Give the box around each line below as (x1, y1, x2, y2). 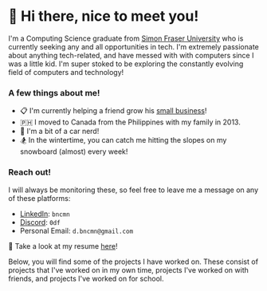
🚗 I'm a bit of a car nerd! (19, 127, 100, 136)
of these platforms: (8, 193, 71, 203)
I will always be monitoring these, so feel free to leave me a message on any (8, 185, 259, 195)
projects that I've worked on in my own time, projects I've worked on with (8, 265, 249, 274)
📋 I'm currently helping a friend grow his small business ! (19, 106, 207, 116)
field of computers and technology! (8, 67, 124, 77)
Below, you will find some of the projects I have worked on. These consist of (8, 257, 259, 266)
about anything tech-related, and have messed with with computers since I (8, 50, 254, 60)
